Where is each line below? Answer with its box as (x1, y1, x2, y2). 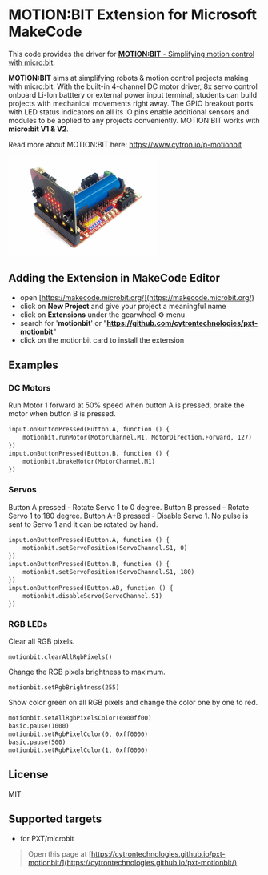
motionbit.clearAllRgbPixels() (8, 653, 113, 661)
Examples (8, 359, 58, 372)
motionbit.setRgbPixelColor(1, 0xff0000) (8, 746, 149, 754)
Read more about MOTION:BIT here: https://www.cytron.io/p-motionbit (8, 139, 242, 149)
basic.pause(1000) (8, 722, 70, 730)
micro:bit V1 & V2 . (8, 124, 70, 134)
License (8, 768, 49, 781)
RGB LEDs (8, 618, 48, 629)
